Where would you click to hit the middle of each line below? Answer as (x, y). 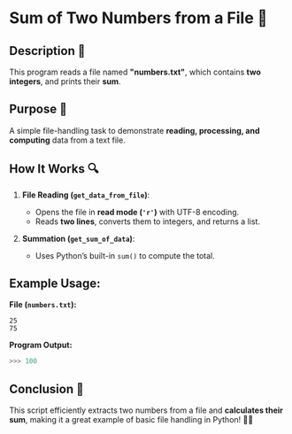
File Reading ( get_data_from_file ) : (86, 195)
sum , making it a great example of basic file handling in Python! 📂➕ (131, 420)
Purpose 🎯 (38, 109)
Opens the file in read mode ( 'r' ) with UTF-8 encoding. (137, 212)
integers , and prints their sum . (65, 81)
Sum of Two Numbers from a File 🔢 (138, 18)
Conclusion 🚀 (46, 389)
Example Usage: (55, 284)
